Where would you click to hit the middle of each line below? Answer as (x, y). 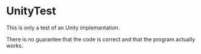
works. (15, 46)
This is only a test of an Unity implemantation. (63, 28)
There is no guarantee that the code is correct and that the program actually (101, 39)
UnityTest (31, 11)
